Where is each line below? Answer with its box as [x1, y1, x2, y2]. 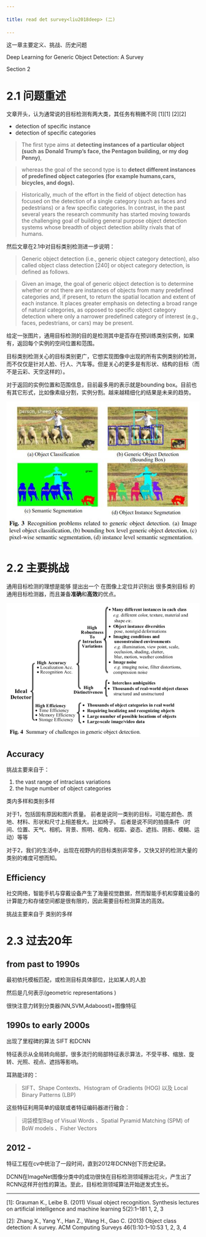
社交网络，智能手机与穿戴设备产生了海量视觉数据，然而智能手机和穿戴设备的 [6, 889, 200, 897]
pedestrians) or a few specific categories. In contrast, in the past [21, 204, 185, 211]
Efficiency [6, 873, 46, 883]
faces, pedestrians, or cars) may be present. [21, 320, 134, 327]
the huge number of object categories [15, 785, 112, 792]
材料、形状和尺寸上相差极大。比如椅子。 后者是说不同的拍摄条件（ [17, 818, 185, 826]
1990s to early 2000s [6, 1020, 90, 1031]
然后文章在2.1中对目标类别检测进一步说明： [6, 243, 115, 250]
